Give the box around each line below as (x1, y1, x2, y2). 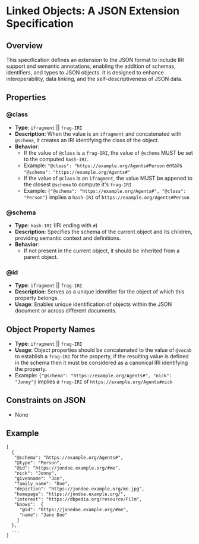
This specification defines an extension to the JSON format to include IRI (6, 57, 184, 63)
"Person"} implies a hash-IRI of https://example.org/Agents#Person (23, 193, 190, 201)
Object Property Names (6, 324, 96, 334)
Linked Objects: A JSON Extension (6, 4, 180, 18)
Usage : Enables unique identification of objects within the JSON (14, 301, 172, 308)
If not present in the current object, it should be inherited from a (23, 247, 180, 254)
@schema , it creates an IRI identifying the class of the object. (14, 136, 159, 143)
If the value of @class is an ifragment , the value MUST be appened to (23, 174, 193, 182)
